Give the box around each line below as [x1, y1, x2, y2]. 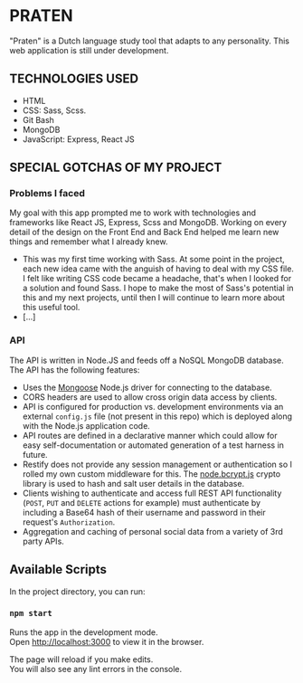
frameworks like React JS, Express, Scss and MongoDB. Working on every [9, 217, 288, 228]
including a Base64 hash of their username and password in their [22, 507, 267, 517]
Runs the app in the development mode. [9, 626, 158, 638]
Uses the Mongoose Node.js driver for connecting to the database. [22, 382, 273, 393]
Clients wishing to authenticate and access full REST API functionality [22, 488, 282, 498]
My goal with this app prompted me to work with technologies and [9, 207, 256, 218]
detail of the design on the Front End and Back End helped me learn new [9, 227, 279, 238]
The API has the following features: [9, 364, 140, 375]
